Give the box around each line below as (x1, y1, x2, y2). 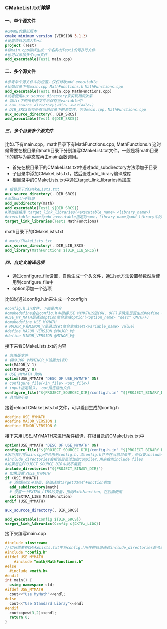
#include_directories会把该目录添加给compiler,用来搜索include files (5, 457, 143, 462)
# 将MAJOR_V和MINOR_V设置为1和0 (5, 357, 68, 363)
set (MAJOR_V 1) (5, 362, 37, 367)
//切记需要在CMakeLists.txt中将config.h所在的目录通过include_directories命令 (5, 545, 161, 550)
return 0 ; (9, 615, 30, 620)
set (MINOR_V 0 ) (5, 367, 37, 372)
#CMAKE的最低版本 (5, 29, 37, 34)
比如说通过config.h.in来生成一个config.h (5, 296, 87, 302)
